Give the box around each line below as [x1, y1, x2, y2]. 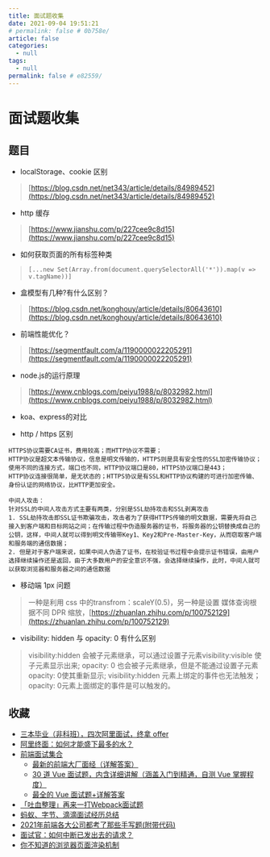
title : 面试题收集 [8, 11, 64, 20]
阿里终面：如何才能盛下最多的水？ [19, 739, 134, 749]
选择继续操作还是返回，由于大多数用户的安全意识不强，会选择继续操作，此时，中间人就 [8, 556, 255, 565]
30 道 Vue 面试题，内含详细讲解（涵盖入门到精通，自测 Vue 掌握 [31, 770, 247, 780]
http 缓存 [19, 207, 50, 218]
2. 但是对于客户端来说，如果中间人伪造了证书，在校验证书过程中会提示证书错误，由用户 [8, 548, 260, 556]
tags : [8, 57, 27, 65]
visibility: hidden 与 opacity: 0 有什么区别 [19, 633, 156, 642]
